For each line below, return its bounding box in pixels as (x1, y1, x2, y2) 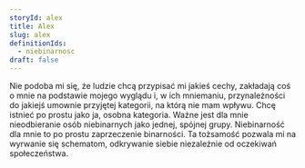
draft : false (9, 55, 59, 64)
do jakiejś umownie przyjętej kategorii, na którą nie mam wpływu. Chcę (9, 100, 276, 110)
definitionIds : (9, 38, 67, 48)
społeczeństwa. (9, 148, 69, 159)
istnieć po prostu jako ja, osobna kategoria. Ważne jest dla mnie (9, 110, 249, 120)
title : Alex (9, 22, 55, 31)
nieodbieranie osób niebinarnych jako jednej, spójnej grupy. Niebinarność (9, 119, 285, 130)
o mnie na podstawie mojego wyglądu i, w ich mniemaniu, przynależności (9, 90, 286, 101)
